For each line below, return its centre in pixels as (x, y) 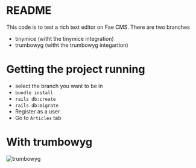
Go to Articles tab (38, 118)
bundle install (34, 93)
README (29, 10)
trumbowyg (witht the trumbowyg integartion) (71, 45)
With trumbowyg (49, 142)
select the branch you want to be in (59, 86)
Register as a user (37, 111)
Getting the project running (76, 69)
